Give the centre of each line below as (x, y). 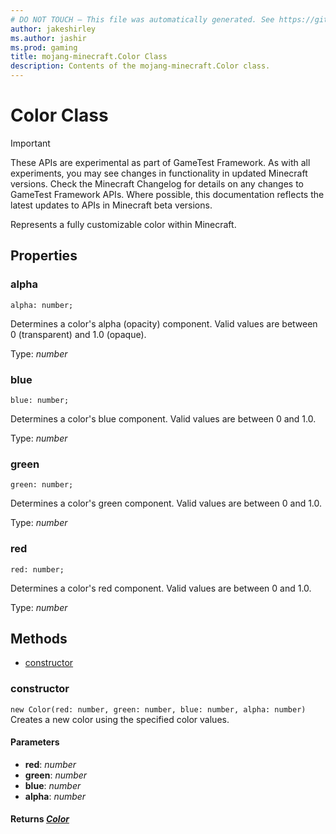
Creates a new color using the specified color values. (120, 719)
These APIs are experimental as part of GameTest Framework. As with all (160, 162)
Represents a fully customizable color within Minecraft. (123, 224)
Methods (39, 638)
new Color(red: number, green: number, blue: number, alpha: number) (158, 709)
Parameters (35, 742)
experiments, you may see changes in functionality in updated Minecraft (159, 173)
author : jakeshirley (53, 29)
